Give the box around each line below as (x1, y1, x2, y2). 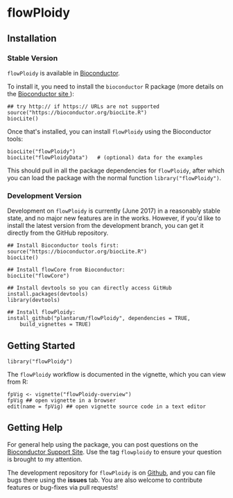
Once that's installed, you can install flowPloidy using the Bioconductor (7, 127, 212, 136)
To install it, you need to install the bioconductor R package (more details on (7, 82, 224, 91)
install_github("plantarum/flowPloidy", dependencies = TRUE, (7, 315, 191, 322)
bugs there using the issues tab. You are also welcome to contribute (7, 476, 202, 484)
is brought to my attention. (7, 455, 83, 463)
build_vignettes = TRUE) (19, 321, 92, 328)
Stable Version (7, 53, 58, 63)
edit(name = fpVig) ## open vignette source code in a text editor (7, 403, 207, 410)
